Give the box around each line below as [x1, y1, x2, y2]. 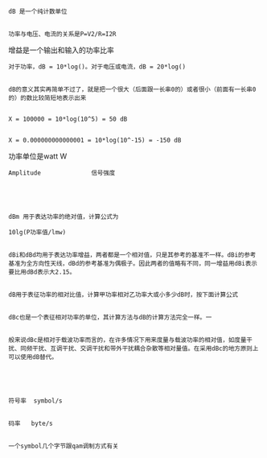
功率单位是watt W [8, 151, 68, 161]
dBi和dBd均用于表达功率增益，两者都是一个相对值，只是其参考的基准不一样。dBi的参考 [8, 251, 257, 259]
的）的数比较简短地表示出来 [8, 94, 87, 102]
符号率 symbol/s [8, 397, 63, 405]
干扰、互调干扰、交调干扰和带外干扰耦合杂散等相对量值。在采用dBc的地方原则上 [31, 345, 259, 353]
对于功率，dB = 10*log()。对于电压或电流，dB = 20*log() [8, 63, 187, 71]
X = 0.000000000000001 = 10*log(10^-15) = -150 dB [8, 136, 182, 144]
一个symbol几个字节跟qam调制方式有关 [8, 442, 119, 450]
